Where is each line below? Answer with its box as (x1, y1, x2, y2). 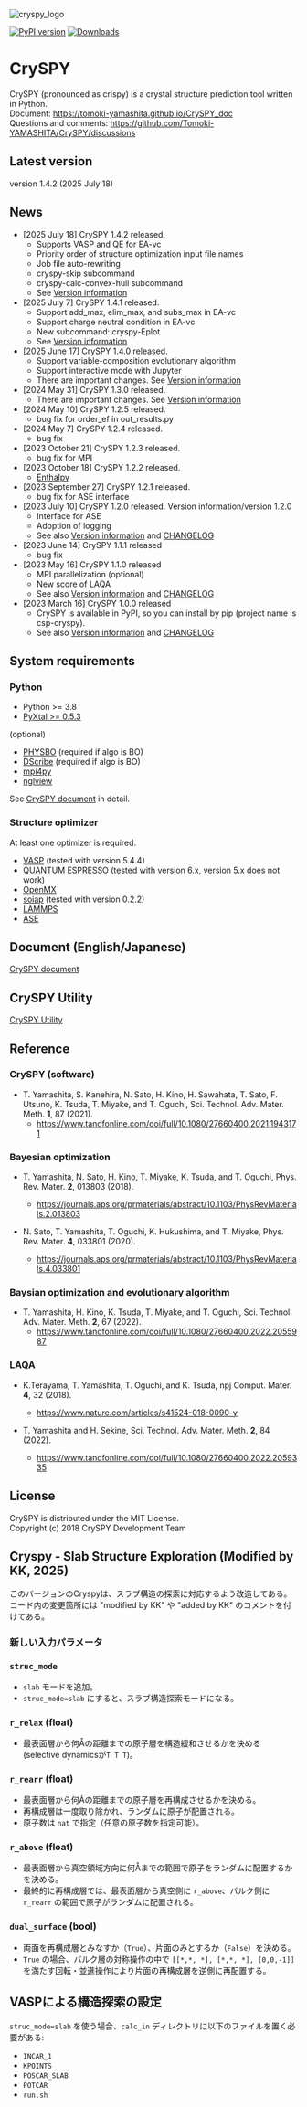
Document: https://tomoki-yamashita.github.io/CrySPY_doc (9, 108, 233, 119)
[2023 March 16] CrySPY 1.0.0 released (22, 598, 172, 609)
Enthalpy (36, 471, 70, 482)
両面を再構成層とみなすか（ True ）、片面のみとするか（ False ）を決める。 (22, 1942, 296, 1953)
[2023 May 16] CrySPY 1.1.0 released (22, 558, 162, 570)
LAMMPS (22, 903, 58, 914)
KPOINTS (22, 2061, 52, 2070)
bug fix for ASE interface (36, 491, 130, 502)
